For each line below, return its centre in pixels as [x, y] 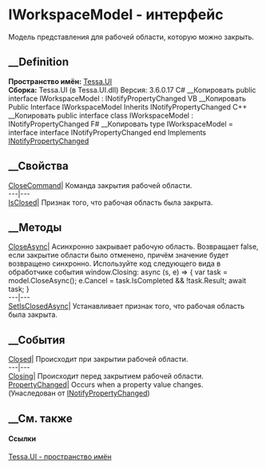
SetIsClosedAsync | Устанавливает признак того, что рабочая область [127, 307]
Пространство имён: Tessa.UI [60, 81]
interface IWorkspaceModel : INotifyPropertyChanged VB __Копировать [127, 98]
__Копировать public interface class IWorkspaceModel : [101, 115]
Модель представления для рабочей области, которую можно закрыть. [131, 37]
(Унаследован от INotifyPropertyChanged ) [79, 393]
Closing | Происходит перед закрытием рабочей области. [106, 376]
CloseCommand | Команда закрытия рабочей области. [100, 185]
